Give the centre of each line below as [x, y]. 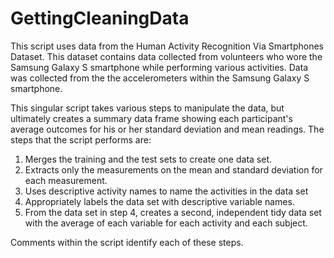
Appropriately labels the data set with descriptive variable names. [159, 201]
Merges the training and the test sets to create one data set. [148, 159]
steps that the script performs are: [81, 139]
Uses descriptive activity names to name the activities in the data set [166, 191]
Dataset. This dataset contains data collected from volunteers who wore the [166, 56]
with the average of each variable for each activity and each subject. [166, 223]
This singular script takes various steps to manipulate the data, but [147, 108]
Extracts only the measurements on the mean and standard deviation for [173, 169]
